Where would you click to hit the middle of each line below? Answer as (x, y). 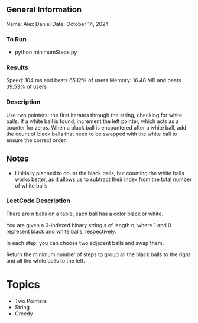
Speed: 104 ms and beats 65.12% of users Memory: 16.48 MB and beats (94, 80)
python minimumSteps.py (46, 52)
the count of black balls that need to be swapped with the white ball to (92, 134)
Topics (23, 285)
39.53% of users (27, 87)
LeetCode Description (38, 201)
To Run (16, 39)
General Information (44, 10)
